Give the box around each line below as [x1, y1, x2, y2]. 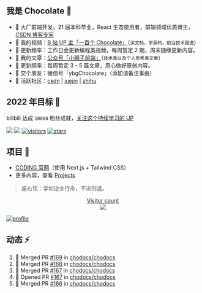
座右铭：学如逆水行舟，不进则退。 [21, 185, 108, 192]
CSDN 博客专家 [15, 31, 54, 38]
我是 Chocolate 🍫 [6, 6, 72, 17]
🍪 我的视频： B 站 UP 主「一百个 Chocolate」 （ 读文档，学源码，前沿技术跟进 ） [15, 39, 200, 46]
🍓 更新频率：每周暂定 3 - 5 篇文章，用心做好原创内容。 [15, 61, 154, 69]
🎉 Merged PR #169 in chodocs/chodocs [15, 254, 116, 261]
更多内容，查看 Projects [15, 171, 75, 179]
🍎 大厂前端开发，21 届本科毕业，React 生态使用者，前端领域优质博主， [15, 23, 194, 31]
